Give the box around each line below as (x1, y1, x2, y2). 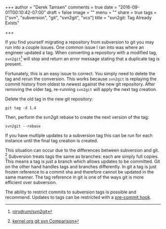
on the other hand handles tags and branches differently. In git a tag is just (5, 164, 157, 170)
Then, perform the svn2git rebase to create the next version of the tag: (5, 114, 149, 120)
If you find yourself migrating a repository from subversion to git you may (5, 39, 154, 45)
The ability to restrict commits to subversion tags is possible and (5, 189, 137, 195)
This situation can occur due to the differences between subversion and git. (5, 147, 160, 153)
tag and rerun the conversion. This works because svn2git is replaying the (5, 76, 157, 82)
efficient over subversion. (5, 180, 57, 185)
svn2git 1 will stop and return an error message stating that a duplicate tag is (5, 55, 160, 61)
